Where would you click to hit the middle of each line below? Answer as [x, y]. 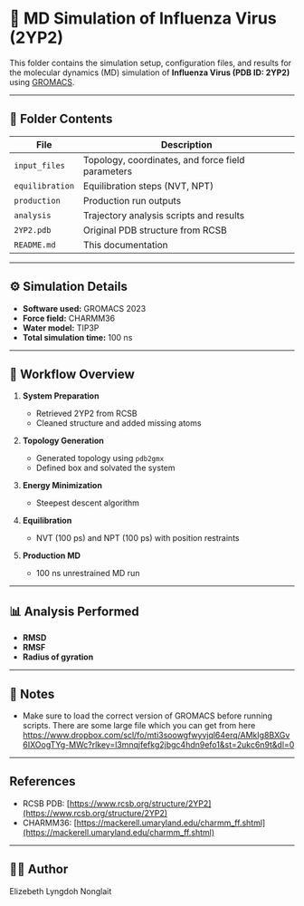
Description [186, 144]
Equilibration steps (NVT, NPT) [148, 186]
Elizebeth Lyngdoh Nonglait [61, 891]
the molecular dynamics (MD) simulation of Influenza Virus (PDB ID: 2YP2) [150, 72]
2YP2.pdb [33, 230]
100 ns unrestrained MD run [88, 573]
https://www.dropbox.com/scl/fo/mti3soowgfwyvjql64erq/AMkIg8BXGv [156, 735]
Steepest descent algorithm [88, 503]
